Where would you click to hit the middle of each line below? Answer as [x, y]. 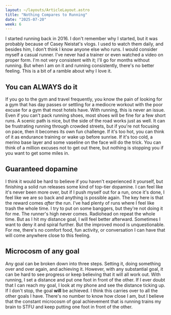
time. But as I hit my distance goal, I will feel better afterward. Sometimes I [83, 219]
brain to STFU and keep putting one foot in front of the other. [69, 307]
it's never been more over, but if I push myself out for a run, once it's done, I [85, 192]
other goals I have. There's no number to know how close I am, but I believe [85, 296]
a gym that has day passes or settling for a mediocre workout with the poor [84, 105]
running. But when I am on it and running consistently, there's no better [80, 66]
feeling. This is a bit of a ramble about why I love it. [59, 71]
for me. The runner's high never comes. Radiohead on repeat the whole [80, 213]
